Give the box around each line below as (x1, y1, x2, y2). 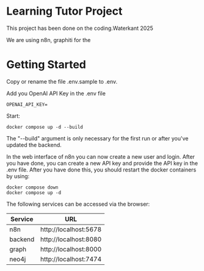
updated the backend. (6, 141, 62, 148)
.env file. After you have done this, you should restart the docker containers (6, 166, 197, 173)
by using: (6, 172, 30, 179)
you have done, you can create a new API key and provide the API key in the (6, 159, 199, 167)
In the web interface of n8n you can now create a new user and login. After (6, 153, 195, 160)
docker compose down (6, 184, 59, 190)
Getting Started (6, 58, 87, 71)
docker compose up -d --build (6, 124, 84, 130)
